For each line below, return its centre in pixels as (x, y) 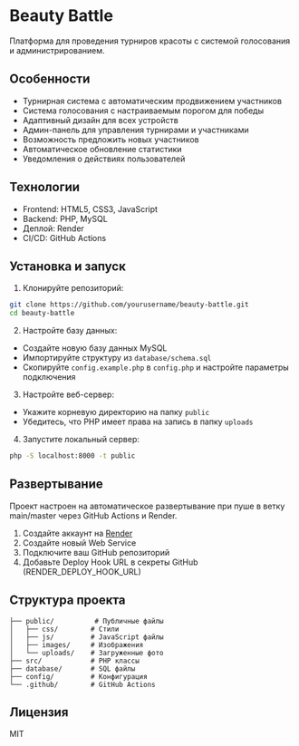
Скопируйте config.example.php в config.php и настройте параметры (156, 367)
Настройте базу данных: (70, 331)
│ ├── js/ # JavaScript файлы (87, 637)
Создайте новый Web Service (79, 543)
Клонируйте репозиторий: (73, 288)
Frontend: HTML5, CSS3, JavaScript (90, 208)
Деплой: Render (53, 228)
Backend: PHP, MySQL (65, 218)
